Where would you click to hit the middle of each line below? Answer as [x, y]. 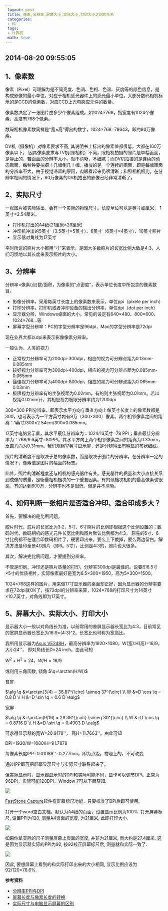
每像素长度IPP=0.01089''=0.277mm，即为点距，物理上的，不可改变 [74, 753]
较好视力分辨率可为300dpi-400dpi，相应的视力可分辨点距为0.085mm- [85, 370]
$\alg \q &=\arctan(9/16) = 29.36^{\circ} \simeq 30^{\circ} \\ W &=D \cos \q [82, 717]
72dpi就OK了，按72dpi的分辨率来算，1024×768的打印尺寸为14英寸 [83, 590]
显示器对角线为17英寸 [34, 237]
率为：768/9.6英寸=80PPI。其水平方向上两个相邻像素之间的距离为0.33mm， [84, 439]
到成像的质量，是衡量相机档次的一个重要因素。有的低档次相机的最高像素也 [82, 479]
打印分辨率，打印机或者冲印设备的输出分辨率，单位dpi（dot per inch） [85, 308]
